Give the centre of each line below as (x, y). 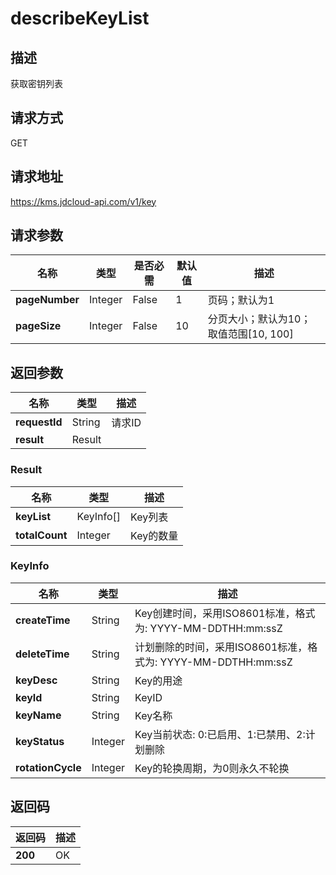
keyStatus (40, 741)
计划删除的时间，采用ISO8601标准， (221, 647)
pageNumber (47, 300)
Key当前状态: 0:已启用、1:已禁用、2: (220, 734)
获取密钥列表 (36, 83)
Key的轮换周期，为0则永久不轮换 (212, 768)
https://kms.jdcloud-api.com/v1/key (83, 201)
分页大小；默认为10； (259, 319)
